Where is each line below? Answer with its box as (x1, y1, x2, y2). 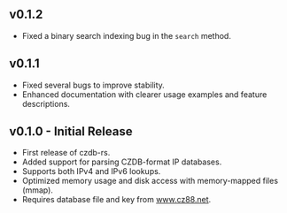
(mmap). (21, 185, 53, 195)
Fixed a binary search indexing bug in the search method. (21, 30, 232, 41)
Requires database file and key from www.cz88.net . (21, 194, 212, 205)
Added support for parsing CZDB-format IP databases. (21, 156, 222, 167)
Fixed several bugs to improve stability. (21, 80, 166, 90)
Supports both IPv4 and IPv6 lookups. (21, 166, 161, 177)
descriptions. (21, 98, 71, 109)
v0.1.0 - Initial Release (9, 124, 133, 140)
